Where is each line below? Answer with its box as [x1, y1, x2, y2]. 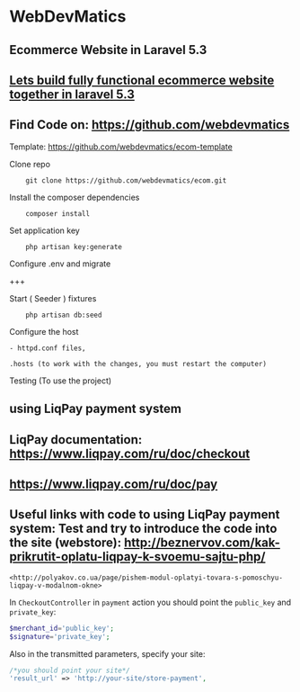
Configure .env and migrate [9, 258, 111, 269]
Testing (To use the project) [9, 375, 112, 386]
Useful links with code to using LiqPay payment [9, 507, 280, 523]
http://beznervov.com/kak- [124, 535, 281, 551]
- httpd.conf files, [9, 344, 87, 353]
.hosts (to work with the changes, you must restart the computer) [9, 359, 268, 368]
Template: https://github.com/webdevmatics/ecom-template [9, 141, 234, 152]
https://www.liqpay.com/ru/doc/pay [9, 476, 218, 491]
